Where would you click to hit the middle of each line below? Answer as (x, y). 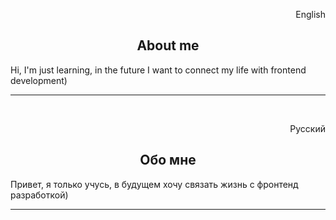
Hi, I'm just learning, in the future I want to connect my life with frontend (158, 70)
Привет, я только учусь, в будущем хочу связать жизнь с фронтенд (154, 184)
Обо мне (168, 160)
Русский (307, 128)
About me (168, 45)
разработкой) (39, 195)
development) (39, 80)
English (310, 14)
